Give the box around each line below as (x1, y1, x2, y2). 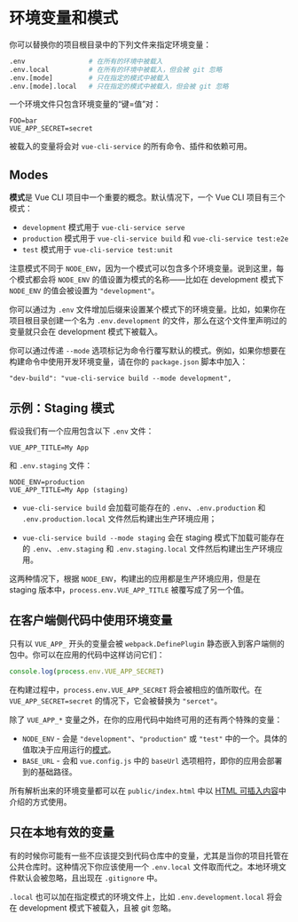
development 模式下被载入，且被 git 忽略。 (19, 902, 176, 913)
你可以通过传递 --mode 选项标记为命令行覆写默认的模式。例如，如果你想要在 (9, 346, 286, 356)
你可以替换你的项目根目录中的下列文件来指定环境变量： (9, 39, 211, 50)
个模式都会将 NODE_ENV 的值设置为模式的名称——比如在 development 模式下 (9, 274, 284, 285)
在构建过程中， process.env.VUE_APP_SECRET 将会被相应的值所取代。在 (9, 684, 263, 695)
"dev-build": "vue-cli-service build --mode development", (9, 374, 232, 383)
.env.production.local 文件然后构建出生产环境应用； (21, 513, 217, 524)
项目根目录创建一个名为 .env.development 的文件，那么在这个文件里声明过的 (9, 315, 287, 326)
